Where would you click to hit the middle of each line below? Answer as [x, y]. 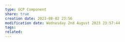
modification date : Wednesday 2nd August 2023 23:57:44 [62, 23]
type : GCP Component [26, 9]
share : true [17, 14]
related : [14, 32]
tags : [10, 28]
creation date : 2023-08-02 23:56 [39, 18]
